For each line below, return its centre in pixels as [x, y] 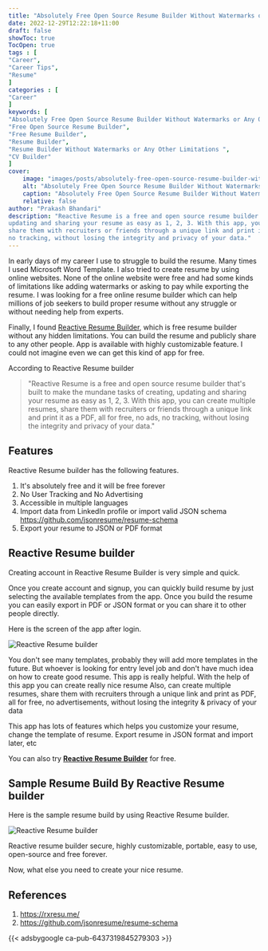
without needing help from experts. [66, 311]
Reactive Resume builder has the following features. [94, 470]
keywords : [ [28, 112]
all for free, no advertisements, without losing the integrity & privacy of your [132, 702]
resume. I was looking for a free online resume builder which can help [123, 294]
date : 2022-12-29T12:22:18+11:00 [64, 23]
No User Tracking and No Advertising [81, 494]
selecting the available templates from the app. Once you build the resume [130, 596]
